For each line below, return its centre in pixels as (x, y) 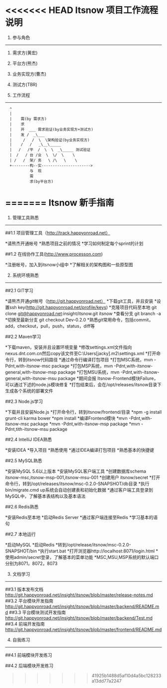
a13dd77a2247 (107, 681)
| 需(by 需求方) (28, 119)
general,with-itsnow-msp (31, 372)
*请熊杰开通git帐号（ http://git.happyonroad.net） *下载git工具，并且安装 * (81, 301)
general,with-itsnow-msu (31, 378)
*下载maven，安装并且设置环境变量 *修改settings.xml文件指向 (69, 347)
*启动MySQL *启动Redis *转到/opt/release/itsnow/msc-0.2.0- (68, 544)
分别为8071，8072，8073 (32, 563)
